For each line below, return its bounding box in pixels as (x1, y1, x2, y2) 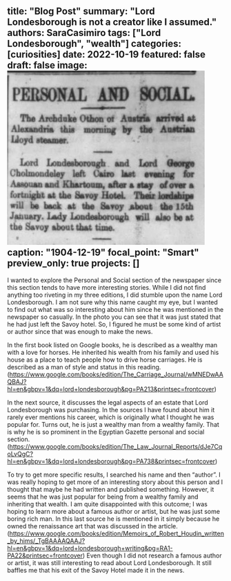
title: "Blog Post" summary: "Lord (7, 6, 155, 17)
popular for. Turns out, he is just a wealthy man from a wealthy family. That (7, 420, 219, 428)
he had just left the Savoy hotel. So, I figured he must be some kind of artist (7, 320, 221, 328)
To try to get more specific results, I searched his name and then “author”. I (7, 470, 221, 479)
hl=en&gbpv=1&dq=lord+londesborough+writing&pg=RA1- (7, 544, 174, 552)
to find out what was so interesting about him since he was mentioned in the (7, 305, 224, 313)
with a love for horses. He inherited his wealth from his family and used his (7, 348, 219, 356)
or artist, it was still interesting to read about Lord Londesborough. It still (7, 558, 212, 566)
